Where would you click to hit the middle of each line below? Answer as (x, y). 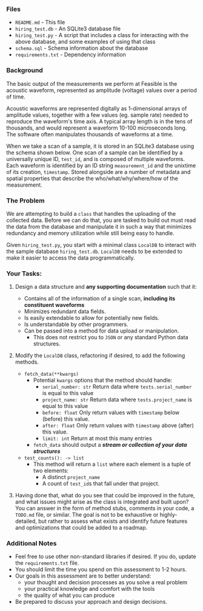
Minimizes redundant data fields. (65, 311)
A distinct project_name (71, 477)
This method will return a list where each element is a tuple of (112, 464)
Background (25, 71)
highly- (168, 515)
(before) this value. (66, 419)
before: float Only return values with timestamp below (111, 413)
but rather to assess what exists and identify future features (113, 521)
